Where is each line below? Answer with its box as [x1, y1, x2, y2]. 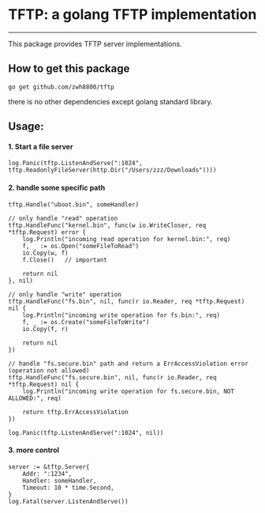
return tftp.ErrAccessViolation [22, 408, 129, 416]
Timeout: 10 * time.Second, [22, 484, 114, 492]
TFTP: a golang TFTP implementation [8, 6, 257, 24]
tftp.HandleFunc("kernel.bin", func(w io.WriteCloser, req [8, 221, 207, 229]
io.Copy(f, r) [22, 325, 69, 333]
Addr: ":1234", [22, 470, 73, 477]
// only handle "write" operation [8, 290, 122, 298]
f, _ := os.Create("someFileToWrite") [22, 318, 150, 326]
